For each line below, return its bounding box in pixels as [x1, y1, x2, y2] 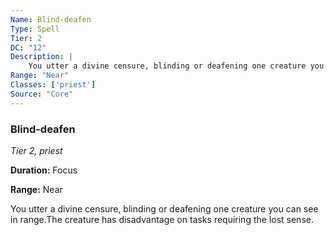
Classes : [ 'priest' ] [10, 80, 97, 90]
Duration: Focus [10, 164, 78, 176]
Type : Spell [10, 24, 60, 34]
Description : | [10, 52, 74, 62]
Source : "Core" [10, 89, 74, 99]
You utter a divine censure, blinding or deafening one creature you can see [10, 202, 319, 215]
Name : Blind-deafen [10, 14, 92, 25]
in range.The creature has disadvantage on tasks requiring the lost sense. [10, 213, 314, 225]
